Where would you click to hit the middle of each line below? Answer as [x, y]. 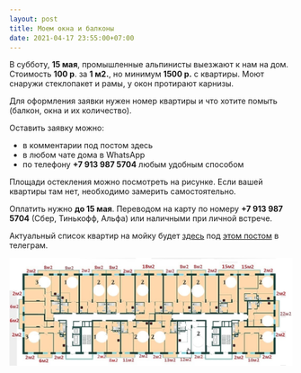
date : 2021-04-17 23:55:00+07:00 [72, 38]
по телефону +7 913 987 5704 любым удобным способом [133, 164]
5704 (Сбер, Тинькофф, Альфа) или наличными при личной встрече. [141, 218]
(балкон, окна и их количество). [71, 111]
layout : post [34, 19]
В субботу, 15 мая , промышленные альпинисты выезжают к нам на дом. [149, 65]
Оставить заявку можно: [57, 128]
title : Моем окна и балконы [62, 28]
